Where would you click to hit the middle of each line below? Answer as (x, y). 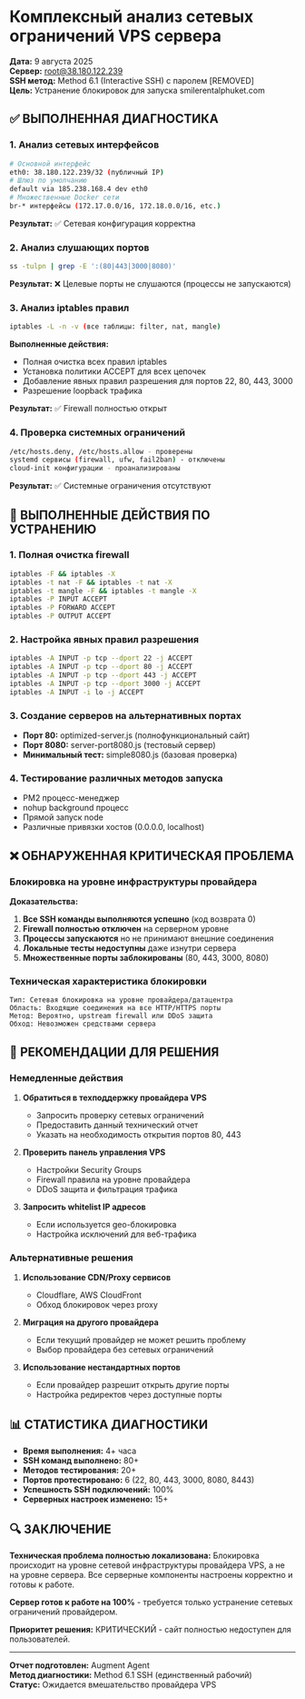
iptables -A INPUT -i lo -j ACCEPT (77, 692)
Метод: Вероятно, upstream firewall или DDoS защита (111, 1016)
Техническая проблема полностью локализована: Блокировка (135, 1555)
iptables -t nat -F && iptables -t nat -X (91, 582)
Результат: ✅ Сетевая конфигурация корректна (103, 223)
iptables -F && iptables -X (63, 574)
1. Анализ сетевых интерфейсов (84, 145)
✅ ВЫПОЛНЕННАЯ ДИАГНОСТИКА (114, 119)
